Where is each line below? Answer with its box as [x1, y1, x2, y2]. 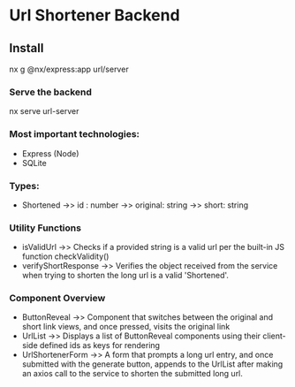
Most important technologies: [9, 128, 140, 140]
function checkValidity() [21, 251, 110, 262]
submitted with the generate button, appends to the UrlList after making [21, 359, 284, 369]
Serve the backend [9, 86, 93, 98]
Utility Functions [9, 222, 82, 234]
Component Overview [9, 292, 106, 305]
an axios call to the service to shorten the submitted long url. [21, 368, 243, 379]
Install [9, 41, 44, 56]
